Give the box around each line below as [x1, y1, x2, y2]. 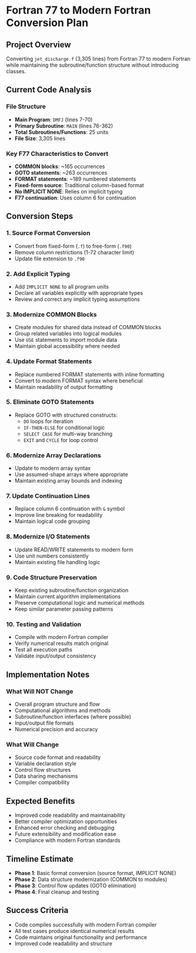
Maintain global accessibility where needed [14, 343, 120, 350]
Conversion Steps [6, 211, 74, 221]
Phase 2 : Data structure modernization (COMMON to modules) [14, 876, 168, 883]
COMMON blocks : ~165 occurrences [14, 163, 105, 170]
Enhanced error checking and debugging [14, 824, 115, 831]
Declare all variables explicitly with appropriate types [14, 289, 143, 296]
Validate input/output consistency [14, 653, 97, 660]
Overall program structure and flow [14, 700, 100, 708]
